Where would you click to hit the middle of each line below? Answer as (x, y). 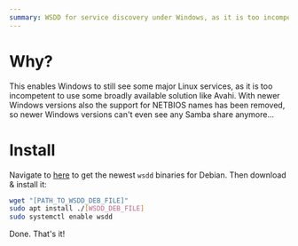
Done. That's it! (37, 234)
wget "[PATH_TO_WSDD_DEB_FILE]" (69, 201)
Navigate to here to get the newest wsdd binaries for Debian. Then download (148, 175)
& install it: (28, 184)
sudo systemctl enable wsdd (61, 217)
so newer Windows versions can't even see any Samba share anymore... (142, 114)
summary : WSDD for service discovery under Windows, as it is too (134, 17)
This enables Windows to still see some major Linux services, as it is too (141, 86)
